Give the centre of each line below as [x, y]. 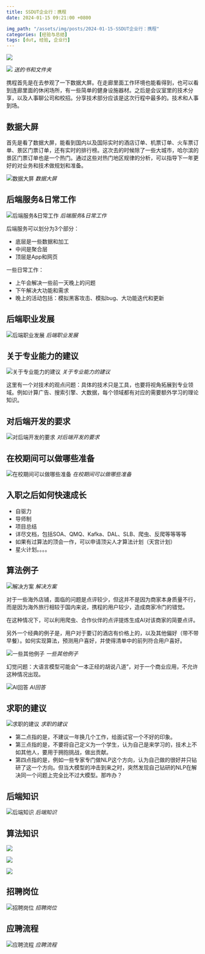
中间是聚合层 [31, 249]
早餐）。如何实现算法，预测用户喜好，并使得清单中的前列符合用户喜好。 [96, 640]
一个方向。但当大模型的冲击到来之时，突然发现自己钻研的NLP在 [112, 768]
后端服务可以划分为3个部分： [43, 228]
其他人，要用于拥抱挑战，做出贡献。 [66, 752]
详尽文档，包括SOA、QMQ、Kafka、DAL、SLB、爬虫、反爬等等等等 [101, 534]
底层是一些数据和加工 [42, 241]
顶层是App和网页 [36, 257]
